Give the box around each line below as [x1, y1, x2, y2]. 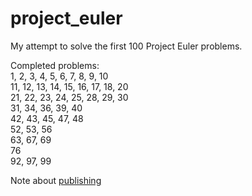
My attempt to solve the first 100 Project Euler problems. [10, 40, 243, 52]
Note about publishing [10, 174, 102, 186]
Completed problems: [10, 59, 100, 71]
